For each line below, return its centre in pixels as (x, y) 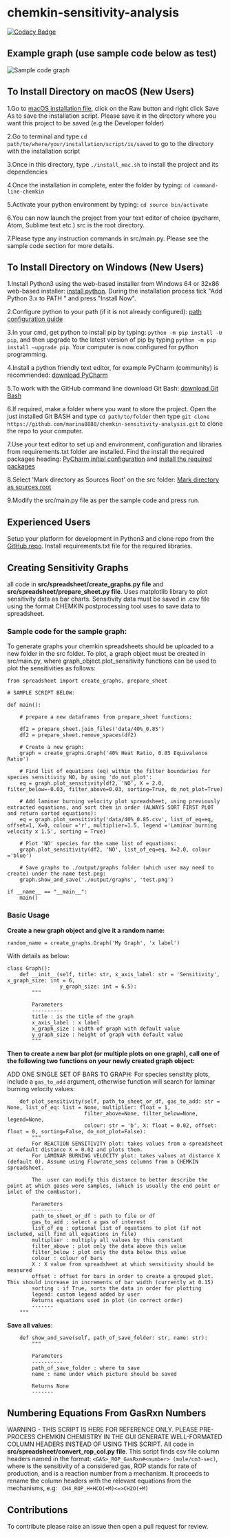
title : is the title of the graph (83, 1017)
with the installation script (44, 151)
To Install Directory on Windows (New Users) (106, 267)
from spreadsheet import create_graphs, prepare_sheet (87, 681)
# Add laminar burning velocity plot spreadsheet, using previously (120, 802)
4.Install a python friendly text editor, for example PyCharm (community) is (113, 368)
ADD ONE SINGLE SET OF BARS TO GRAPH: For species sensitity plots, (108, 1074)
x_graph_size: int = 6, (41, 980)
